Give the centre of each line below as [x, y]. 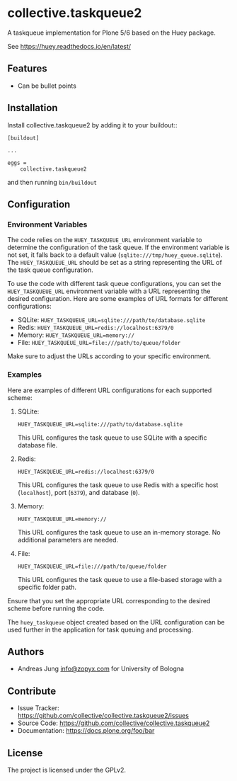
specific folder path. [47, 587]
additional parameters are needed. [68, 540]
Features [27, 69]
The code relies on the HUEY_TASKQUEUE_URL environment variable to [105, 240]
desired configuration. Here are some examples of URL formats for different [118, 299]
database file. [37, 445]
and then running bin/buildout [52, 182]
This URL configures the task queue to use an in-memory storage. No [119, 532]
